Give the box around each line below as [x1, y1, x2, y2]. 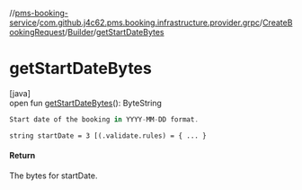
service [9, 17, 38, 28]
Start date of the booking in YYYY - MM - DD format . [9, 114, 200, 124]
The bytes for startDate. [9, 170, 98, 181]
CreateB [262, 17, 293, 28]
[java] [9, 87, 31, 98]
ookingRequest [9, 27, 66, 37]
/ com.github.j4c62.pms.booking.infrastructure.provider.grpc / [36, 17, 263, 28]
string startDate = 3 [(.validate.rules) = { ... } [9, 131, 207, 140]
